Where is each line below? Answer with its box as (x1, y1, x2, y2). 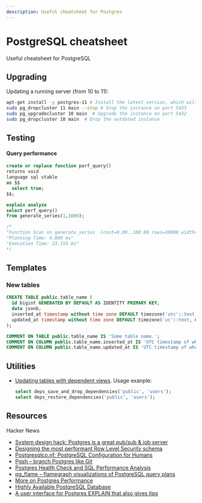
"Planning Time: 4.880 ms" (6, 235, 74, 241)
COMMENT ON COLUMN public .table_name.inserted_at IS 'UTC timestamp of (6, 339, 189, 345)
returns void (6, 169, 39, 175)
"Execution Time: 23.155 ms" (6, 240, 79, 246)
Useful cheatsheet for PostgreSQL (6, 55, 91, 62)
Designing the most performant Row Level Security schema (14, 445, 163, 452)
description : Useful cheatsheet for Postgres (6, 8, 122, 15)
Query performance (6, 150, 57, 157)
